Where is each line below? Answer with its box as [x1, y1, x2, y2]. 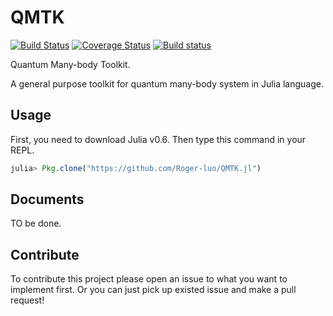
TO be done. [10, 217, 62, 230]
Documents [10, 191, 85, 208]
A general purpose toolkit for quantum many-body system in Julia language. [10, 77, 324, 90]
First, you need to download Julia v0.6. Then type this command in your [10, 133, 307, 145]
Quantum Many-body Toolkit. [10, 58, 131, 70]
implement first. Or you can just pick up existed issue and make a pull [10, 284, 297, 296]
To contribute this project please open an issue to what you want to [10, 273, 288, 285]
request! [10, 294, 45, 306]
